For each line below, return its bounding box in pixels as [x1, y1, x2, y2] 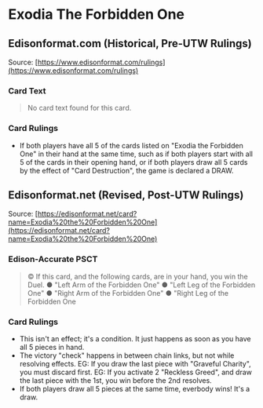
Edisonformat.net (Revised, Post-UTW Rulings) [8, 188, 244, 202]
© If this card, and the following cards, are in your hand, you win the [27, 271, 249, 281]
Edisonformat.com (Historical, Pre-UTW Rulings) [8, 37, 253, 50]
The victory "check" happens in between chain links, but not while [19, 351, 235, 360]
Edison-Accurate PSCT [8, 253, 98, 264]
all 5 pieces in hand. [19, 343, 85, 352]
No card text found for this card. [27, 104, 132, 113]
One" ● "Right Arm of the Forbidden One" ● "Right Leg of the [27, 288, 229, 297]
